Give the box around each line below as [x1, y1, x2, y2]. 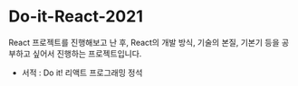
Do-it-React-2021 [8, 6, 144, 27]
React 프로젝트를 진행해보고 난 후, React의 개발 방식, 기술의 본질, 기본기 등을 [8, 37, 280, 47]
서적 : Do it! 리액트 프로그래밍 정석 [21, 67, 143, 78]
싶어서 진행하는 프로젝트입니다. [32, 47, 142, 59]
